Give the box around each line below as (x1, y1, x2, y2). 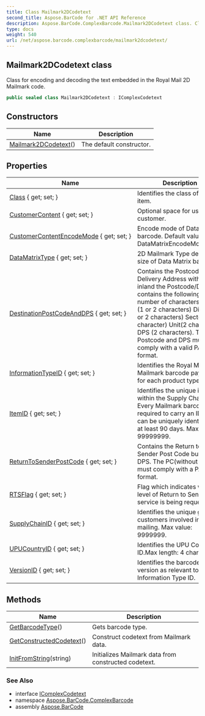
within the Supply (137, 394, 187, 402)
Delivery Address (137, 275, 187, 283)
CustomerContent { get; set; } (9, 210, 93, 219)
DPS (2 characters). (137, 328, 194, 337)
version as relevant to (137, 566, 200, 575)
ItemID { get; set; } (9, 409, 61, 418)
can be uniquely (137, 417, 184, 426)
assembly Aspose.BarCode (15, 703, 84, 710)
